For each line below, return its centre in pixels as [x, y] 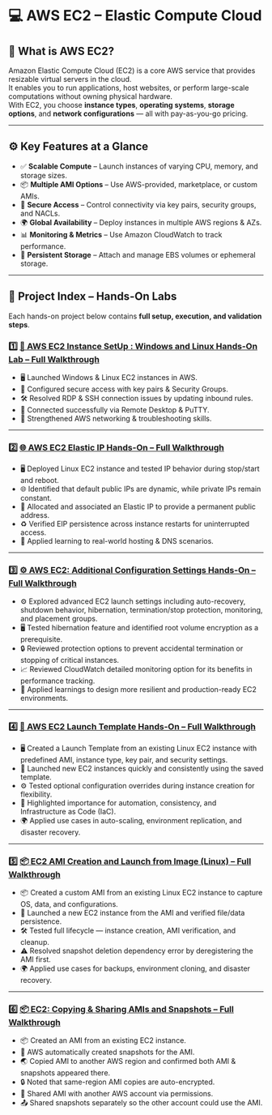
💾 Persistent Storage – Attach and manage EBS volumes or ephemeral [138, 254]
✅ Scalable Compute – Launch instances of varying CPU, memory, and [139, 166]
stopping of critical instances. [70, 660]
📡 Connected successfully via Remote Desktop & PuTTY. [115, 409]
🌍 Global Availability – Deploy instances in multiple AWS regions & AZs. [141, 222]
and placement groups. [59, 618]
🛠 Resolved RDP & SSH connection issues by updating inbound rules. [136, 398]
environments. [44, 698]
